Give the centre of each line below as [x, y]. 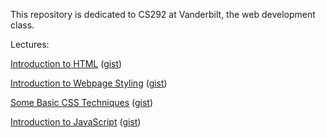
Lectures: [30, 44]
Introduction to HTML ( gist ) [66, 63]
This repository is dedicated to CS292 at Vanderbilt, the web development [163, 14]
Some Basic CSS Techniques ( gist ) [82, 102]
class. [22, 25]
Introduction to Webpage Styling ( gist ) [89, 83]
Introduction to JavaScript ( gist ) [76, 122]
